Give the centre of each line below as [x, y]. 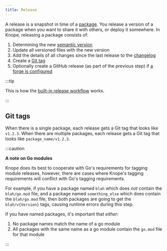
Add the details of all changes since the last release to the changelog [84, 55]
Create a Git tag [29, 60]
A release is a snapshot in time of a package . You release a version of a [79, 24]
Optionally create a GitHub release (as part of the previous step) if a [83, 66]
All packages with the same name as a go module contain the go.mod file [87, 229]
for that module [28, 234]
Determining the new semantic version [53, 44]
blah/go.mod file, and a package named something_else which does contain [83, 194]
